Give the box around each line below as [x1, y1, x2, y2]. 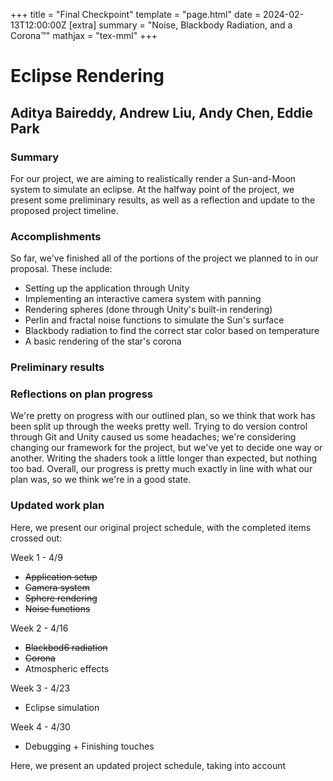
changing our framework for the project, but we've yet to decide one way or [10, 442, 323, 454]
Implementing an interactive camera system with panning [24, 293, 262, 305]
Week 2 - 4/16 [10, 622, 69, 634]
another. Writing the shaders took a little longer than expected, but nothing [10, 452, 318, 464]
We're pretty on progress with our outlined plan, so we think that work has [10, 410, 316, 422]
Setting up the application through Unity [24, 282, 190, 294]
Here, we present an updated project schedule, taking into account [10, 759, 287, 771]
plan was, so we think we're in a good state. [10, 474, 192, 486]
